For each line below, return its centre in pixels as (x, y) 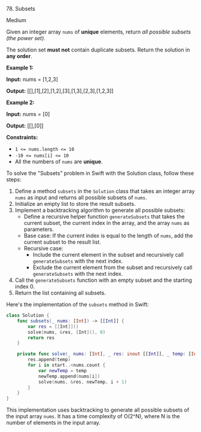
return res (41, 337)
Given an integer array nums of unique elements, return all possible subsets (99, 32)
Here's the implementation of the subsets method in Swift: (78, 304)
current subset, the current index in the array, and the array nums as (106, 223)
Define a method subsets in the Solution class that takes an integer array (105, 191)
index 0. (25, 286)
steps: (14, 180)
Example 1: (20, 68)
